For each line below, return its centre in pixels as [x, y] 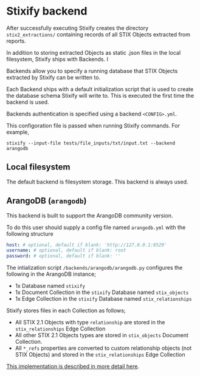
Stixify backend [47, 11]
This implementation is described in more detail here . [73, 366]
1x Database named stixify [50, 286]
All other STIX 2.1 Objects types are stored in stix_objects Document [102, 335]
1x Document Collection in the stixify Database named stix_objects [102, 292]
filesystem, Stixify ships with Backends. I [57, 59]
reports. [16, 41]
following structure [30, 234]
